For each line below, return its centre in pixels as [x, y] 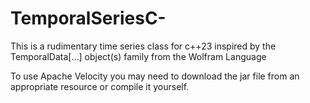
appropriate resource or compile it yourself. [100, 86]
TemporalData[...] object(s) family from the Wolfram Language [138, 56]
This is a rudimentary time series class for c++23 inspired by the [143, 46]
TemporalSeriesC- [88, 18]
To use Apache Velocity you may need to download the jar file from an [155, 76]
